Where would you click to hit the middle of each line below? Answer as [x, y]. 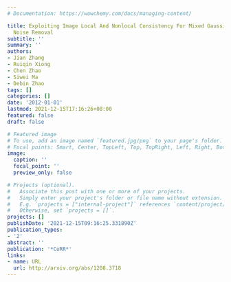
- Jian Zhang [26, 58]
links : [16, 255]
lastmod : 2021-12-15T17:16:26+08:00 [59, 109]
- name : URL [24, 262]
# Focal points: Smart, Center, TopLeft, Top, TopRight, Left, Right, [110, 147]
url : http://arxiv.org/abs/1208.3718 [67, 268]
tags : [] [20, 90]
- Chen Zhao [24, 70]
